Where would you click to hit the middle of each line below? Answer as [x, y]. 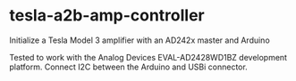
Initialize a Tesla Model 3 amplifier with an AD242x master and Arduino [140, 40]
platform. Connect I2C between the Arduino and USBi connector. [128, 67]
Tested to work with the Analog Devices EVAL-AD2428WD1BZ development [148, 57]
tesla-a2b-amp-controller [107, 16]
